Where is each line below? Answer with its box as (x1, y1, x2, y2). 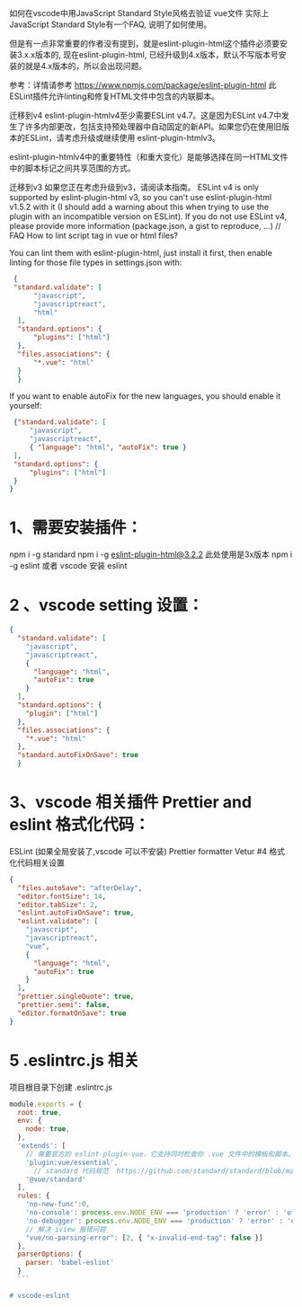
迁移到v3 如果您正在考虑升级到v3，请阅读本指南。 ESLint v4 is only (9, 182, 259, 192)
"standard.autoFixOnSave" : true (17, 751, 139, 760)
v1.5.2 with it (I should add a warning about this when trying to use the (9, 201, 270, 212)
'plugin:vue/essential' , (25, 1158, 119, 1167)
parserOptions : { (17, 1250, 83, 1259)
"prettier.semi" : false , (17, 1001, 111, 1010)
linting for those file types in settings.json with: (9, 257, 182, 268)
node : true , (25, 1125, 70, 1134)
